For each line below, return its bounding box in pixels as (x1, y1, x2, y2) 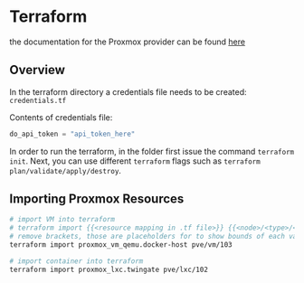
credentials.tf (9, 96, 67, 105)
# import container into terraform (9, 256, 144, 266)
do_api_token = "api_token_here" (9, 129, 136, 138)
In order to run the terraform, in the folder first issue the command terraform (9, 146, 295, 156)
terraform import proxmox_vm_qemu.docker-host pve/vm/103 (9, 241, 233, 250)
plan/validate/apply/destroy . (9, 165, 122, 175)
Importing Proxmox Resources (9, 192, 185, 207)
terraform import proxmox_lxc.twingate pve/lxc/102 (9, 265, 208, 274)
